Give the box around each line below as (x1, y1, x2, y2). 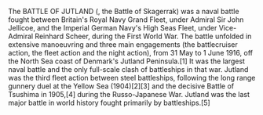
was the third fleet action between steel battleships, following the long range (8, 74, 256, 82)
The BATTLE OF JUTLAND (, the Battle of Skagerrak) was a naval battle (8, 7, 239, 16)
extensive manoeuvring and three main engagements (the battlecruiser (8, 40, 238, 49)
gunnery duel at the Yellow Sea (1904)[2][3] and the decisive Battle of (8, 81, 234, 91)
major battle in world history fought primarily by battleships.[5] (8, 98, 210, 107)
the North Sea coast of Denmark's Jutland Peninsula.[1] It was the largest (8, 56, 246, 66)
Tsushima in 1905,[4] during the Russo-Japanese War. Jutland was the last (8, 90, 250, 99)
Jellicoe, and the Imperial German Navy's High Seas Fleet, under (8, 23, 217, 32)
